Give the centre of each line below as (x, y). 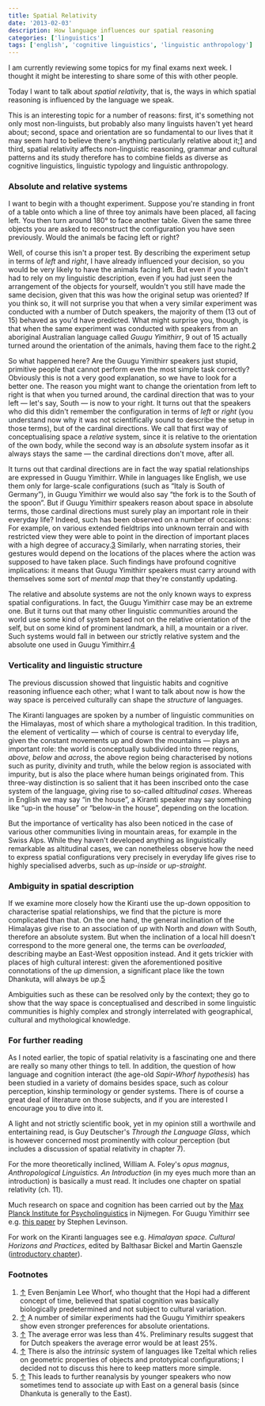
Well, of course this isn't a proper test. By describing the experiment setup (129, 253)
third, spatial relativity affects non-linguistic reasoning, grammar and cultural (133, 149)
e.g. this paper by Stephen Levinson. (68, 1222)
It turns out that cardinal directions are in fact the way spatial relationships (129, 469)
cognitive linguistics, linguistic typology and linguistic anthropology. (119, 166)
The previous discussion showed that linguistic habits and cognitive (118, 683)
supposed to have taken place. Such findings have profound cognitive (122, 562)
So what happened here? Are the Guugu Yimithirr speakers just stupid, (123, 361)
